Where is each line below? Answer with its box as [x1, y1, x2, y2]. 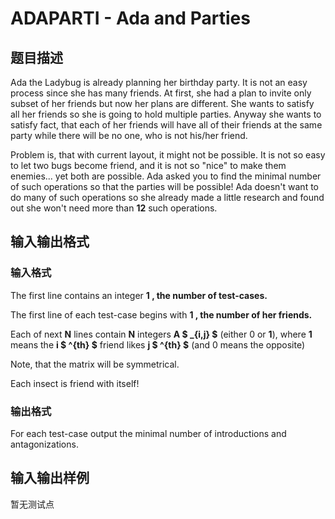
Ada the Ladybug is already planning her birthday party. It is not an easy [10, 77, 308, 88]
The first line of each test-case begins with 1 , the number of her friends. [10, 308, 313, 321]
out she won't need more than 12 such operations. [10, 202, 218, 214]
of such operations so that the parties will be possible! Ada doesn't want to [10, 181, 320, 192]
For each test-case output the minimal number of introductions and [10, 427, 287, 439]
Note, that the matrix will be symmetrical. [10, 358, 180, 370]
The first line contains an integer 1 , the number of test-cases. [10, 289, 268, 301]
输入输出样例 [10, 470, 90, 487]
